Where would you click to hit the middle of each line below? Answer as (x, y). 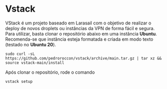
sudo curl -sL (20, 54)
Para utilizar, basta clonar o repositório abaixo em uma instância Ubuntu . (81, 34)
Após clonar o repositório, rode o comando (50, 72)
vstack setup (19, 81)
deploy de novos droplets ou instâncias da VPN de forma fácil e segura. (80, 28)
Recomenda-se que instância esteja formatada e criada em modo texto (79, 39)
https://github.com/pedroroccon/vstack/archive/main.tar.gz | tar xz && (83, 58)
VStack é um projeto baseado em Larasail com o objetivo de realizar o (78, 23)
